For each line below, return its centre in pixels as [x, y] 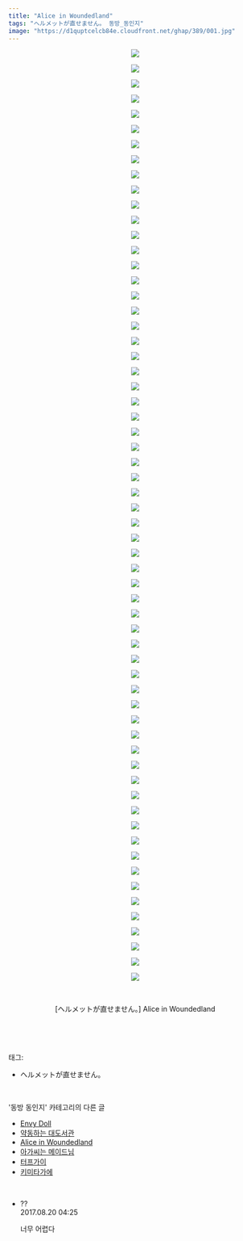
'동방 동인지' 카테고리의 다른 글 [57, 1108]
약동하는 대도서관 [47, 1133]
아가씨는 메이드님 [47, 1152]
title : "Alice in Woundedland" [61, 16]
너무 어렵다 [37, 1229]
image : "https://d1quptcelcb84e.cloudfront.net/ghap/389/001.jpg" [122, 31]
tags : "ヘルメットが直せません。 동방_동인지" [76, 23]
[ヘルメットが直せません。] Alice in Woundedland [135, 1009]
